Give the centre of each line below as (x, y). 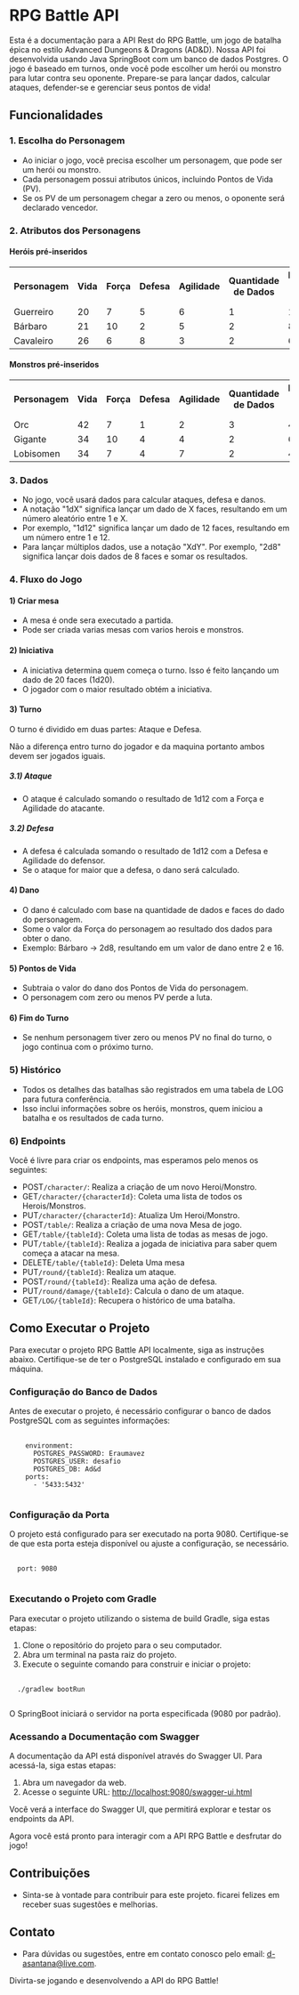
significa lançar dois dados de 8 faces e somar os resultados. (135, 556)
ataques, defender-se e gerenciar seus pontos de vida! (110, 87)
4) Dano (24, 890)
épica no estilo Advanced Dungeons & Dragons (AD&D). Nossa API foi (137, 49)
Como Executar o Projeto (80, 1328)
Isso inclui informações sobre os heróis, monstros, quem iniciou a (142, 1108)
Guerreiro (34, 311)
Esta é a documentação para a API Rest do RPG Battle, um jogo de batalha (145, 40)
